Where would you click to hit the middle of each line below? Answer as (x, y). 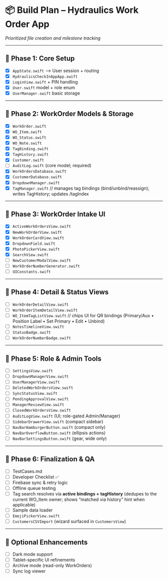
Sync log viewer (29, 571)
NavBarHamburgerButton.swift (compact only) (59, 427)
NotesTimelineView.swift (38, 327)
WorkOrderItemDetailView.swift (45, 310)
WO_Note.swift (27, 144)
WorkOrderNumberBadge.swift (41, 338)
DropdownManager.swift (36, 183)
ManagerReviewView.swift (38, 405)
